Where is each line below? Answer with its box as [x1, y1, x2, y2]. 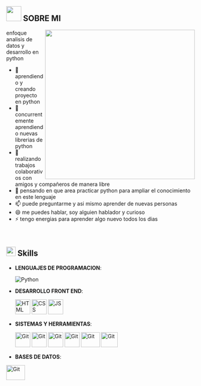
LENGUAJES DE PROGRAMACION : [14, 264, 102, 271]
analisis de [6, 35, 33, 42]
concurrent [14, 111, 43, 118]
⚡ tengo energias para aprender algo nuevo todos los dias [14, 215, 158, 222]
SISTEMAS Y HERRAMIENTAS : [14, 320, 92, 327]
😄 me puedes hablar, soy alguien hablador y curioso [14, 209, 145, 216]
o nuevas [14, 130, 38, 137]
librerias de [14, 136, 43, 143]
